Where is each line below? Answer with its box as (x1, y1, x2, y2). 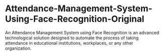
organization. (5, 45, 32, 51)
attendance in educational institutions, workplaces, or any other (5, 40, 134, 46)
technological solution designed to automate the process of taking (5, 35, 139, 41)
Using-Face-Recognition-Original (5, 13, 144, 25)
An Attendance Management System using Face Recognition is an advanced (5, 29, 160, 35)
